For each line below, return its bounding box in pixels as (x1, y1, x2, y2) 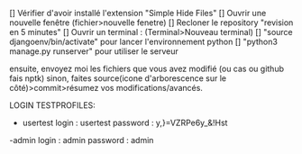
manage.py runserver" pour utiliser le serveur (9, 46, 178, 57)
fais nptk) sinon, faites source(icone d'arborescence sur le (9, 73, 227, 84)
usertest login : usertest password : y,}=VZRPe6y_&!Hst (22, 117, 228, 128)
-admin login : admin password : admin (9, 135, 154, 145)
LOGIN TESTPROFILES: (9, 100, 96, 111)
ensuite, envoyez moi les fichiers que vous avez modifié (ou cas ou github (9, 63, 284, 74)
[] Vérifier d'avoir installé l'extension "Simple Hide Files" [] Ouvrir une (9, 8, 267, 18)
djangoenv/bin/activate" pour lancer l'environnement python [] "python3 (9, 36, 278, 47)
